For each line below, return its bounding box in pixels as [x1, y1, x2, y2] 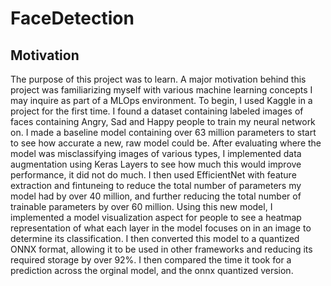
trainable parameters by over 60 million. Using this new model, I [10, 201, 273, 212]
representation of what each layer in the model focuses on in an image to [10, 222, 312, 234]
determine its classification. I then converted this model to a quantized [10, 233, 300, 244]
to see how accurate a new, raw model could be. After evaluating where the [10, 137, 322, 149]
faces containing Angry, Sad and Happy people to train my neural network [10, 116, 316, 127]
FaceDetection [10, 7, 135, 30]
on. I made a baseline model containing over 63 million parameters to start [10, 127, 317, 138]
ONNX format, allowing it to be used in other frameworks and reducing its [10, 243, 313, 255]
